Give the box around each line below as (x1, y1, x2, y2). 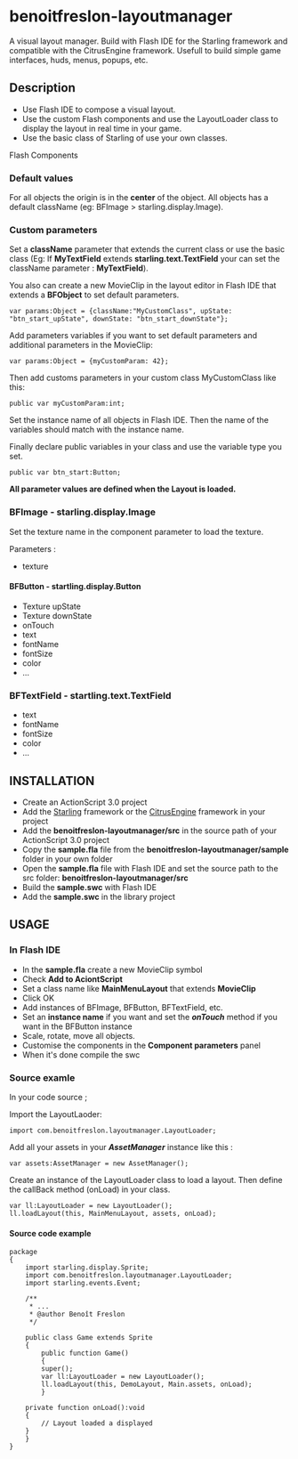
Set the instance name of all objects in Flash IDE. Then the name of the (9, 415, 270, 426)
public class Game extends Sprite (25, 1333, 153, 1342)
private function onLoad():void (25, 1404, 145, 1413)
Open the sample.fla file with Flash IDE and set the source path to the (21, 863, 278, 873)
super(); (41, 1365, 74, 1374)
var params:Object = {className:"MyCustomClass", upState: (9, 307, 233, 316)
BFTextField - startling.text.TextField (9, 689, 172, 701)
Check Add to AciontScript (21, 973, 123, 985)
